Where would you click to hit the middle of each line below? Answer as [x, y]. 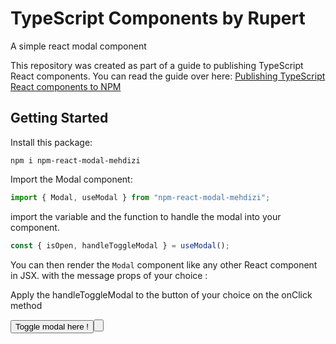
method [26, 305]
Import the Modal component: [71, 179]
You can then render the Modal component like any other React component [164, 264]
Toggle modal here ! [52, 326]
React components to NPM [66, 86]
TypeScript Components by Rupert [158, 18]
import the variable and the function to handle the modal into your [146, 216]
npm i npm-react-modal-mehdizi [75, 160]
